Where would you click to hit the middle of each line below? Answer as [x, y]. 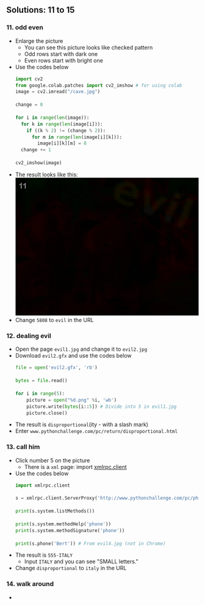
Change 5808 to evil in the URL [54, 320]
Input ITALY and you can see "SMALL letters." [81, 562]
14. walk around [30, 584]
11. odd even [25, 28]
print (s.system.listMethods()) [55, 511]
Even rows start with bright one [64, 60]
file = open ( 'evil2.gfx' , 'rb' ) [56, 368]
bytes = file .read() [41, 381]
